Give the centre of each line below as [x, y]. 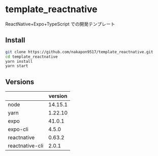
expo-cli [18, 129]
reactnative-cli [26, 146]
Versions [20, 82]
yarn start [17, 66]
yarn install [19, 61]
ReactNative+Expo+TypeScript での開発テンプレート [60, 24]
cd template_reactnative [31, 57]
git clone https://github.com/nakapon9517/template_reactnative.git [79, 52]
